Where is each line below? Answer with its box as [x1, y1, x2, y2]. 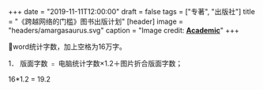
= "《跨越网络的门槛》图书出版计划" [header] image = [8, 17, 184, 26]
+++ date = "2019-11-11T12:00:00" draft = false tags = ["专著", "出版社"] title [8, 7, 255, 16]
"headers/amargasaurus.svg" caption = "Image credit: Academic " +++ [8, 26, 239, 35]
